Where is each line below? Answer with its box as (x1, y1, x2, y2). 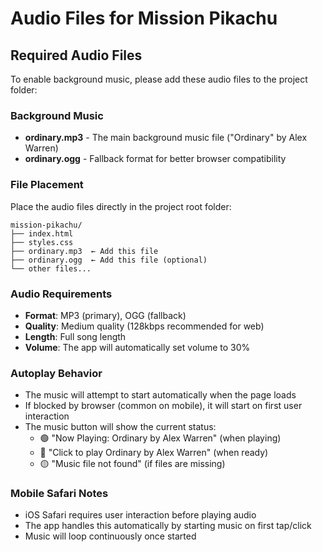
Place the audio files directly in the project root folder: (10, 200, 232, 212)
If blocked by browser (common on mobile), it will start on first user (24, 400, 303, 412)
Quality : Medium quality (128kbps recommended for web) (24, 320, 265, 332)
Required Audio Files (10, 47, 143, 64)
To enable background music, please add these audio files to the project (10, 73, 308, 85)
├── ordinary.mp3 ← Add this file (10, 246, 159, 256)
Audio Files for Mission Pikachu (10, 7, 278, 30)
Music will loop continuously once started (24, 530, 197, 542)
